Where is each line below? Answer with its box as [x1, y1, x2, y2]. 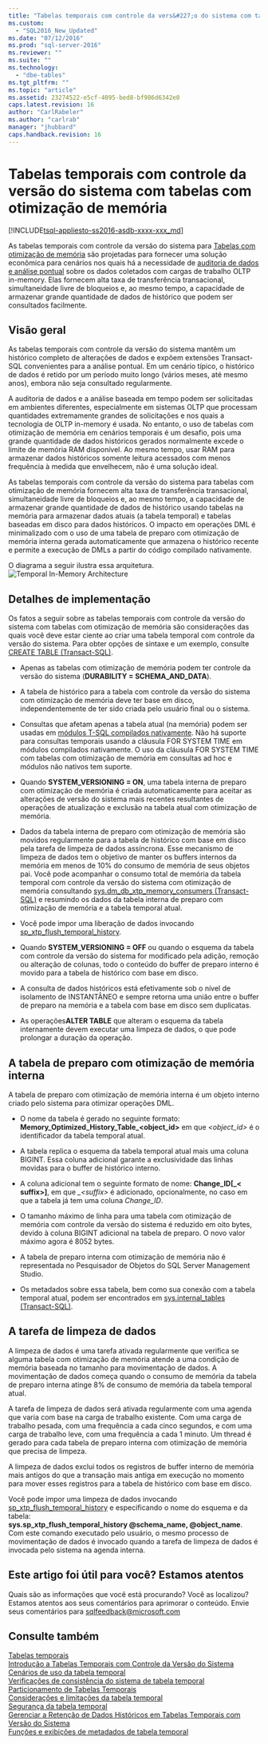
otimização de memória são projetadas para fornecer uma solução [8, 249, 227, 259]
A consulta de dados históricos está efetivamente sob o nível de [19, 983, 231, 993]
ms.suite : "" [8, 57, 52, 65]
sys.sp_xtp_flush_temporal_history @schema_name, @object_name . [8, 1520, 243, 1529]
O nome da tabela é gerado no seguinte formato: [19, 1114, 181, 1123]
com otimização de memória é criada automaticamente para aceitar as [19, 786, 253, 796]
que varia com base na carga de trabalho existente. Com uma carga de [8, 1412, 242, 1422]
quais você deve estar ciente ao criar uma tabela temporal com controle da [8, 630, 255, 640]
